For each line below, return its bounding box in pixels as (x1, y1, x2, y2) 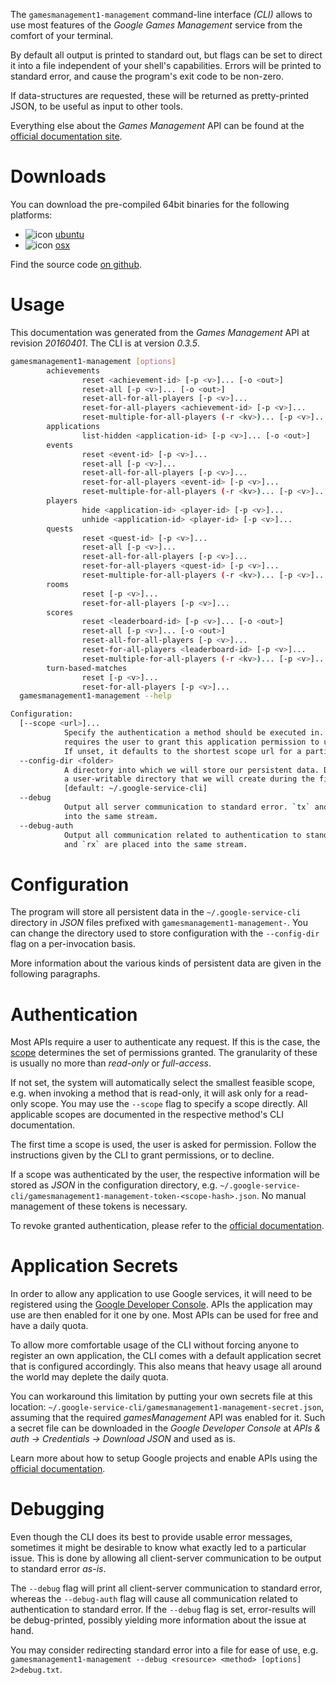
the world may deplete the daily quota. (10, 1371, 169, 1383)
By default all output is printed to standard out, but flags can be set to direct (10, 49, 323, 61)
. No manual (256, 1190, 307, 1202)
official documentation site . (10, 130, 123, 142)
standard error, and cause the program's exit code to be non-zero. (10, 70, 284, 82)
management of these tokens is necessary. (10, 1200, 188, 1213)
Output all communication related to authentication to (63, 830, 302, 840)
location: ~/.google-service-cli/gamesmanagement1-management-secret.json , (10, 1401, 325, 1413)
